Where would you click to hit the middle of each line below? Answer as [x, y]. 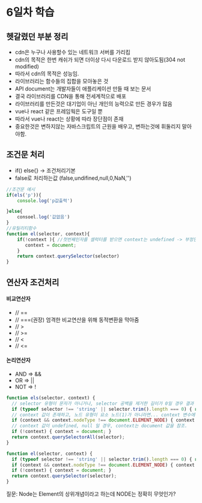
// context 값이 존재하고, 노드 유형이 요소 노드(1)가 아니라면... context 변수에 [103, 415]
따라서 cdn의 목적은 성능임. [47, 74]
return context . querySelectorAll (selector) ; [68, 437]
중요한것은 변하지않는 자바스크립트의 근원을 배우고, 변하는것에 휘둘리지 [98, 126]
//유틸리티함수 [21, 229]
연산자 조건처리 [33, 282]
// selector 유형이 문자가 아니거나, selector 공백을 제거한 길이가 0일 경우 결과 [103, 403]
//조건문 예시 [21, 189]
